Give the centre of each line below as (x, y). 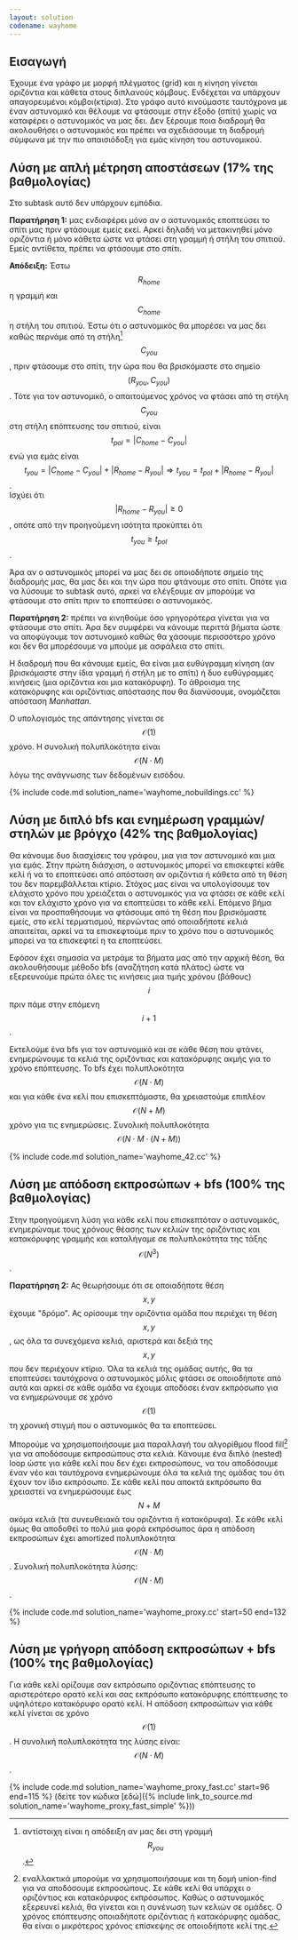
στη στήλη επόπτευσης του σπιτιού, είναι (85, 426)
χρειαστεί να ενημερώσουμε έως (71, 1491)
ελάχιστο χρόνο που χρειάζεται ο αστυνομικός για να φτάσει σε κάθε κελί (147, 893)
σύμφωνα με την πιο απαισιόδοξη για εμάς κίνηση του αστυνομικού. (136, 140)
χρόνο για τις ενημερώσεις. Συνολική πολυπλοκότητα (110, 1124)
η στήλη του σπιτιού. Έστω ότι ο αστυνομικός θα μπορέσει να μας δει (138, 325)
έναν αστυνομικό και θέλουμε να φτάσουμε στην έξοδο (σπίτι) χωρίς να (143, 111)
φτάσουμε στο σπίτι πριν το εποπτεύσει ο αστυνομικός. (111, 600)
